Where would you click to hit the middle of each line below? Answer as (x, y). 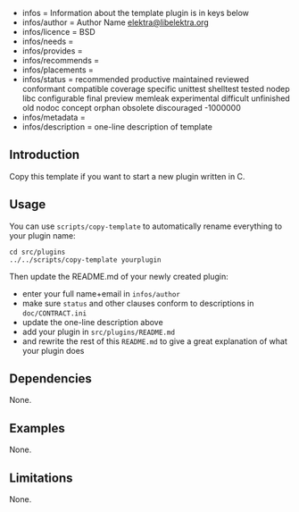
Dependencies (50, 379)
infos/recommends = (61, 60)
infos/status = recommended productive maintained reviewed (136, 79)
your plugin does (53, 350)
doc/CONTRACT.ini (54, 313)
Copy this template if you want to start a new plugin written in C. (127, 176)
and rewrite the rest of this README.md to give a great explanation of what (154, 341)
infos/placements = (58, 70)
